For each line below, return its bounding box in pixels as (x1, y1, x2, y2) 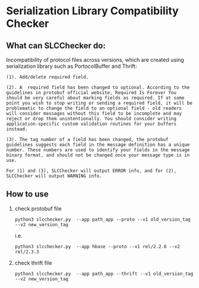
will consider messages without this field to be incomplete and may (6, 111, 182, 117)
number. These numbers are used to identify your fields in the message (6, 147, 190, 153)
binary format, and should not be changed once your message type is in (6, 152, 190, 158)
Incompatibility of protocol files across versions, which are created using (6, 57, 184, 63)
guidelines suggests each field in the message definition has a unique (6, 142, 190, 148)
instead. (6, 126, 28, 132)
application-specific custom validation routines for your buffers (6, 121, 177, 127)
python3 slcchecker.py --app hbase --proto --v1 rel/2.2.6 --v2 (14, 243, 180, 249)
